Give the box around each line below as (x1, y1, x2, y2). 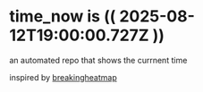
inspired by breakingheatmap (9, 71, 118, 82)
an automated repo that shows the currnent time (9, 54, 188, 65)
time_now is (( (9, 6, 116, 27)
